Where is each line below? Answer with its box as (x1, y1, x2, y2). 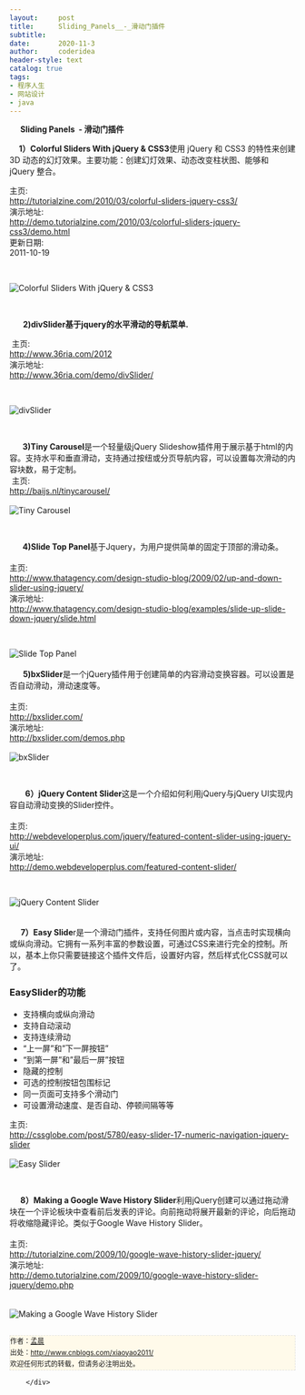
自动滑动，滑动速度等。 (16, 680, 105, 692)
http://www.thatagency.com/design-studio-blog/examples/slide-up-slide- (9, 603, 286, 614)
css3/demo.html (9, 227, 71, 238)
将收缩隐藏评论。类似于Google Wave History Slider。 (9, 1217, 208, 1228)
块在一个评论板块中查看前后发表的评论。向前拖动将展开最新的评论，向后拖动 (9, 1206, 296, 1217)
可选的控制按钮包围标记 (22, 1077, 111, 1087)
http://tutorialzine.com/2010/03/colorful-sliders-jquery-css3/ (9, 196, 238, 207)
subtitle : (9, 30, 47, 39)
